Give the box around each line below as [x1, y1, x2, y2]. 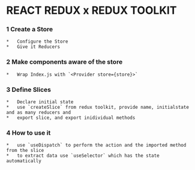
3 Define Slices [6, 85, 51, 94]
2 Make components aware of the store [6, 58, 123, 66]
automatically [6, 158, 42, 164]
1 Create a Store [6, 25, 53, 34]
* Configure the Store [6, 38, 68, 45]
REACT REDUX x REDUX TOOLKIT [6, 4, 177, 17]
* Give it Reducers [6, 44, 61, 50]
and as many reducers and [6, 109, 71, 116]
